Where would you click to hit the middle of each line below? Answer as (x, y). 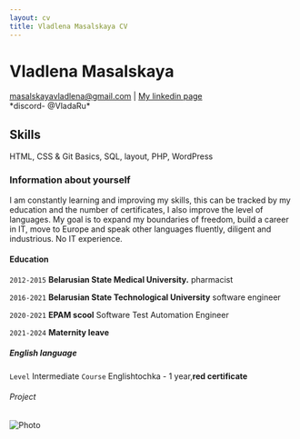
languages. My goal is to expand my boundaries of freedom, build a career (149, 219)
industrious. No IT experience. (66, 238)
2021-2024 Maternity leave (60, 332)
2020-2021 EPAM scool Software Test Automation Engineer (119, 314)
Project (23, 397)
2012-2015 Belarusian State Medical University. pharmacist (121, 279)
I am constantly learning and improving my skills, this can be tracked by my (150, 200)
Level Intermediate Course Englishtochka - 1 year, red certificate (129, 376)
